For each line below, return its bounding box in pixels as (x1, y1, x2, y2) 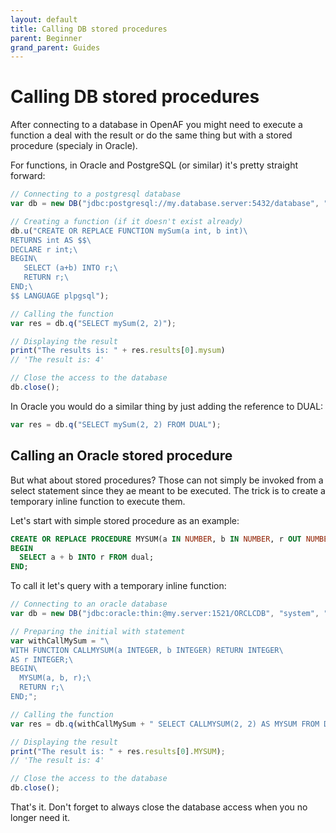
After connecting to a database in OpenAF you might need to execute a (10, 119, 303, 131)
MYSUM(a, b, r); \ (19, 673, 92, 683)
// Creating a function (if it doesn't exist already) (10, 216, 244, 226)
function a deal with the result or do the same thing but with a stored (10, 129, 293, 141)
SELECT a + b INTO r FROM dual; (19, 552, 155, 563)
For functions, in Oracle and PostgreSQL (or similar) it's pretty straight (10, 159, 299, 171)
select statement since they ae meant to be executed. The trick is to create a (10, 484, 326, 496)
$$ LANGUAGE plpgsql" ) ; (10, 291, 110, 301)
